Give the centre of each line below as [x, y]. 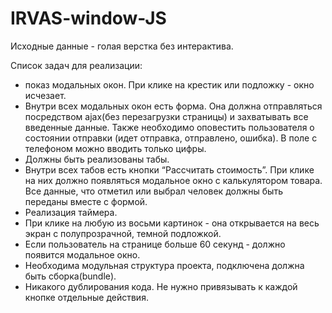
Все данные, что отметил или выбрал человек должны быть [153, 191]
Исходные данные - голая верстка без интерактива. [122, 46]
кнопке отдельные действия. [86, 297]
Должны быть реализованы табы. [97, 159]
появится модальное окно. [82, 254]
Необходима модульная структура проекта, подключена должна [164, 265]
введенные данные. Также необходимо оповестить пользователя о [169, 127]
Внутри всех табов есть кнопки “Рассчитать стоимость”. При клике [169, 169]
